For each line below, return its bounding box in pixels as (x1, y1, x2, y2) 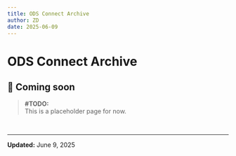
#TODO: (24, 99, 49, 108)
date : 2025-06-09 (7, 23, 58, 30)
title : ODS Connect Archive (7, 10, 90, 17)
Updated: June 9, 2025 (7, 141, 75, 149)
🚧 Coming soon (7, 81, 75, 93)
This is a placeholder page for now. (24, 107, 126, 115)
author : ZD (7, 17, 39, 24)
